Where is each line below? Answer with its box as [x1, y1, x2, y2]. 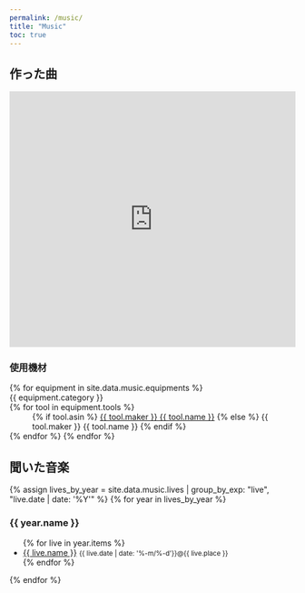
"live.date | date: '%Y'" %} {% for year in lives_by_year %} [9, 494, 227, 505]
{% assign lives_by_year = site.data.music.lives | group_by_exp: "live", [9, 484, 270, 496]
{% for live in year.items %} [22, 538, 125, 548]
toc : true [9, 30, 47, 39]
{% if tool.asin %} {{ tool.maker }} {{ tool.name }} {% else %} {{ [32, 411, 269, 423]
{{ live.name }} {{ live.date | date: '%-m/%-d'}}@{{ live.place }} [22, 547, 229, 558]
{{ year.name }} [9, 517, 80, 529]
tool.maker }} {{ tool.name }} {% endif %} [32, 421, 187, 432]
